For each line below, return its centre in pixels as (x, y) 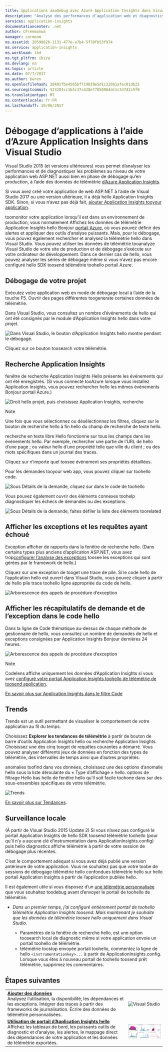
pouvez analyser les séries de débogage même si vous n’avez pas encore (81, 259)
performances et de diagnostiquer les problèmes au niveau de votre (75, 171)
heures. (13, 644)
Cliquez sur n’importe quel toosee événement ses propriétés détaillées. (78, 461)
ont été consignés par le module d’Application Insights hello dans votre (78, 318)
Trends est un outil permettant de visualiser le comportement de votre (77, 721)
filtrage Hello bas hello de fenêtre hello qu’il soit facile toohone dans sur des (84, 778)
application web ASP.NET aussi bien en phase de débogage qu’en (73, 176)
